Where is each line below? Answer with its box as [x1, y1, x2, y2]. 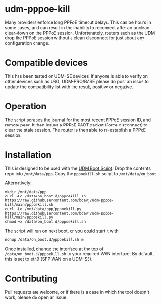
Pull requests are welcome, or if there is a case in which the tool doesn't [5, 289, 150, 295]
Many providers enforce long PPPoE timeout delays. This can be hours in [5, 19, 152, 25]
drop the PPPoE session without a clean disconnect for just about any [5, 35, 145, 41]
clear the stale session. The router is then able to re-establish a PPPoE [5, 127, 146, 133]
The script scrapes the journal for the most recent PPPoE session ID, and [5, 117, 151, 123]
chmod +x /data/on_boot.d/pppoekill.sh [5, 219, 86, 224]
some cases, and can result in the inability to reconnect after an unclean [5, 24, 150, 30]
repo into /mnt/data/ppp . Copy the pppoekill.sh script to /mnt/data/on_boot [5, 170, 157, 176]
